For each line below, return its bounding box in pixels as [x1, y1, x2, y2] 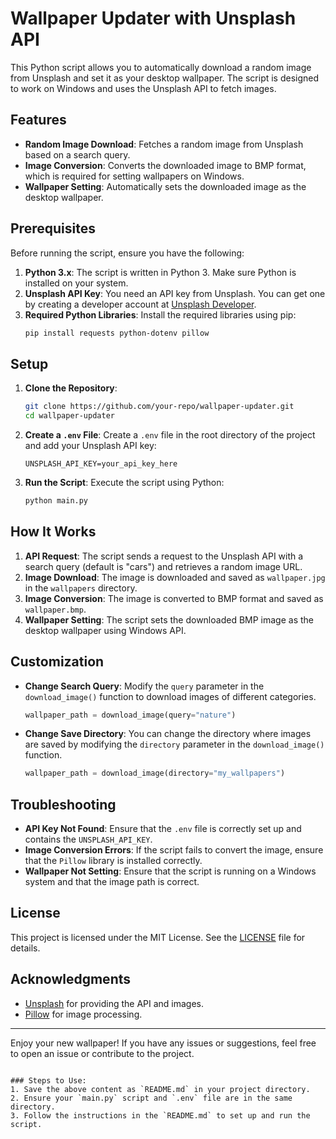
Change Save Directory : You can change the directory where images [24, 728, 312, 740]
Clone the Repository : [24, 382, 118, 394]
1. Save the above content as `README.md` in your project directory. [10, 1084, 311, 1094]
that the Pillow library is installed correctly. [24, 855, 203, 867]
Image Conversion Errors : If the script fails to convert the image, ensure [24, 844, 324, 856]
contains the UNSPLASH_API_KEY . [24, 833, 153, 846]
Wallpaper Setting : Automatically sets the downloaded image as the [24, 180, 307, 192]
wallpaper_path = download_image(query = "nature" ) [24, 710, 237, 720]
